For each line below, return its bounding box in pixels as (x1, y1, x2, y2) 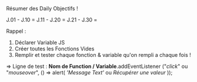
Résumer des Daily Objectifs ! (6, 5, 78, 12)
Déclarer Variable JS (14, 39, 65, 46)
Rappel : (6, 28, 27, 35)
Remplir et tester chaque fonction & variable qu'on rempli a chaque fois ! (14, 52, 191, 58)
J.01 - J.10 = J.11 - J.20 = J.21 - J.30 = (6, 16, 98, 23)
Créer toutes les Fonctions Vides (14, 45, 95, 52)
